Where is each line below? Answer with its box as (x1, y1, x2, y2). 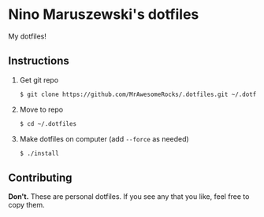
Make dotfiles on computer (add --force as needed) (19, 134, 189, 143)
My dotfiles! (8, 31, 47, 41)
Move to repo (19, 105, 64, 114)
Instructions (8, 54, 69, 68)
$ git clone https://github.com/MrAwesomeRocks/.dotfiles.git (19, 90, 229, 98)
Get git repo (19, 75, 59, 84)
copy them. (8, 200, 45, 210)
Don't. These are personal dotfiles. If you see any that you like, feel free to (8, 192, 250, 201)
